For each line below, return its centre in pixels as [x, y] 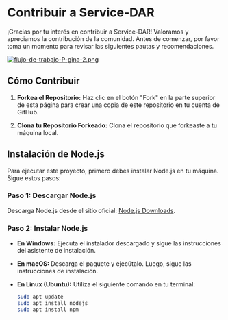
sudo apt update [40, 297]
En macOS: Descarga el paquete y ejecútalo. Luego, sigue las [104, 264]
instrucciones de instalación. [58, 271]
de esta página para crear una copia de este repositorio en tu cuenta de [118, 105]
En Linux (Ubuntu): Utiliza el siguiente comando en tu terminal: [106, 284]
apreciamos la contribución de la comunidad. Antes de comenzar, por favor [114, 38]
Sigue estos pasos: [34, 178]
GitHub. [28, 112]
